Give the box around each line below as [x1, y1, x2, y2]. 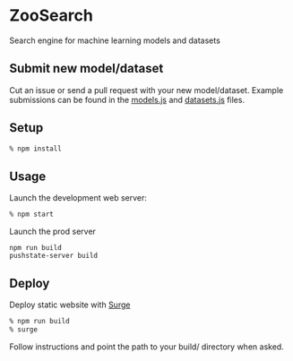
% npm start [9, 210, 54, 219]
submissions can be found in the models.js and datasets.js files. [9, 94, 245, 105]
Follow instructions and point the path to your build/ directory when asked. [9, 341, 284, 352]
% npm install [9, 144, 63, 153]
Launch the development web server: [9, 193, 148, 203]
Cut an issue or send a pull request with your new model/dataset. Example [9, 84, 284, 95]
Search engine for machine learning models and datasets [9, 35, 221, 46]
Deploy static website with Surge [9, 299, 131, 310]
